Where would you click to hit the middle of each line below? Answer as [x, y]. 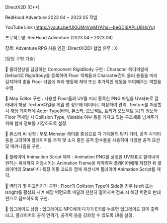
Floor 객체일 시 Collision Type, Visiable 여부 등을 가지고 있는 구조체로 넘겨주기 [82, 117]
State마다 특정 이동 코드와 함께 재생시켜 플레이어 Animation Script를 [89, 169]
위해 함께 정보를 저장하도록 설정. [37, 123]
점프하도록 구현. [34, 198]
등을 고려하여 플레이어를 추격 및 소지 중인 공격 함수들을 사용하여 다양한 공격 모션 [83, 140]
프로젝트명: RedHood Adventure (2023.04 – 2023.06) [59, 37]
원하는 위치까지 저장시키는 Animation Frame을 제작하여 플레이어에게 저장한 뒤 [81, 163]
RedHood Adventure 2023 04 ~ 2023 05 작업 [51, 17]
